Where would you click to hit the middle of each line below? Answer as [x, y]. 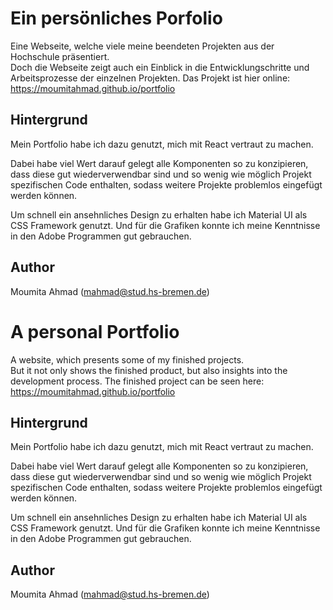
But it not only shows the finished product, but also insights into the [149, 370]
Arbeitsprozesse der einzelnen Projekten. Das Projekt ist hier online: [150, 78]
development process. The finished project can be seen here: [137, 381]
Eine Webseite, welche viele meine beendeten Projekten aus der [142, 46]
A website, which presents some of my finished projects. [127, 359]
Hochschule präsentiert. [60, 56]
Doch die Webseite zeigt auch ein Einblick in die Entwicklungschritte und [160, 67]
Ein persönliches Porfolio [116, 18]
